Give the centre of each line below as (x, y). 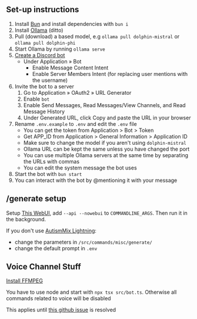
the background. (26, 219)
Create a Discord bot (40, 55)
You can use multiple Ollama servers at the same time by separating (106, 155)
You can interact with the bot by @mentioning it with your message (96, 180)
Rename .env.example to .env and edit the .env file (76, 124)
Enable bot (36, 99)
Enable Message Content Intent (70, 68)
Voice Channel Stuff (44, 267)
